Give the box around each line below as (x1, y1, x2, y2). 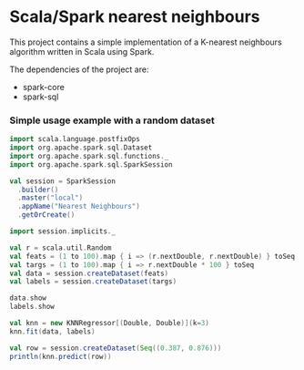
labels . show (9, 303, 55, 312)
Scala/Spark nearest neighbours (9, 6, 261, 27)
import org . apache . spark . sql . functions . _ (9, 151, 169, 160)
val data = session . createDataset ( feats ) (9, 269, 169, 278)
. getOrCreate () (17, 211, 76, 220)
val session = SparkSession (9, 176, 117, 186)
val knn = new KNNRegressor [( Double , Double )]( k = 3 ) (9, 319, 209, 328)
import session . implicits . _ (9, 227, 117, 236)
